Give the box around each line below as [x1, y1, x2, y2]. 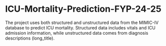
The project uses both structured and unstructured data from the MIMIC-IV [5, 20, 159, 25]
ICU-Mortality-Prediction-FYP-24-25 [5, 3, 162, 15]
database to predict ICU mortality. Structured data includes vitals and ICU [5, 24, 156, 30]
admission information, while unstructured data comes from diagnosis [5, 30, 149, 36]
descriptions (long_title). [5, 35, 55, 41]
